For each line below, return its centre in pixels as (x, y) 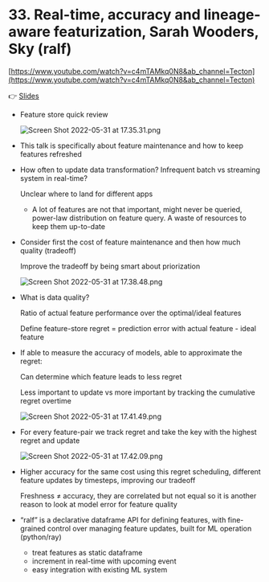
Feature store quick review (64, 114)
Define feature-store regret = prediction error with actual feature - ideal (138, 328)
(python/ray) (41, 537)
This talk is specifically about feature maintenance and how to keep (131, 145)
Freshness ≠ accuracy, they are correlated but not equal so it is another (138, 495)
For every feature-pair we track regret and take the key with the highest (138, 432)
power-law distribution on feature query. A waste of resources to (139, 218)
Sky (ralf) (40, 49)
